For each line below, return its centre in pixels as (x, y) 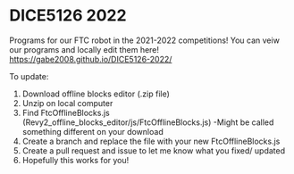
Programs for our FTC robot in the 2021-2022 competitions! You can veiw (144, 40)
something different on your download (92, 131)
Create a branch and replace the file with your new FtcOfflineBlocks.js (151, 141)
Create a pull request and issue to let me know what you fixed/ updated (154, 150)
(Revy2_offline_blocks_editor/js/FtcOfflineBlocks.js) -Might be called (148, 122)
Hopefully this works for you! (76, 160)
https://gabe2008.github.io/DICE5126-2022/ (91, 59)
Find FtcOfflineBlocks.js (66, 112)
